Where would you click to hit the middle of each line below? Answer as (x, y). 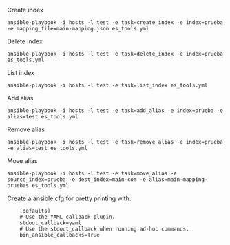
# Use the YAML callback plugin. (67, 217)
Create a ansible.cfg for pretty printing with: (69, 198)
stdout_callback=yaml (50, 223)
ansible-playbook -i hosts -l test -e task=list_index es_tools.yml (107, 85)
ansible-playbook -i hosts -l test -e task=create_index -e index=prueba (115, 23)
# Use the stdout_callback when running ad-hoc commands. (104, 229)
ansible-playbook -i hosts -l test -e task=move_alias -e (92, 173)
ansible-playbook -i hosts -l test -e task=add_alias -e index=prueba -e (115, 111)
